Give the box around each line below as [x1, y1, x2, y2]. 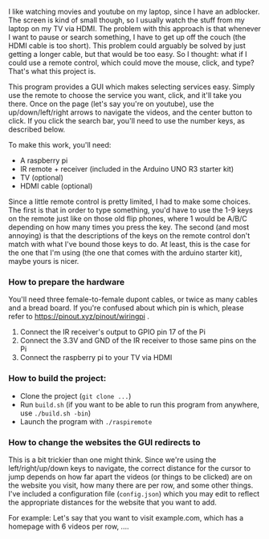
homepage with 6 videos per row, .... [8, 521, 129, 531]
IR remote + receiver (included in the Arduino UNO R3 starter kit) [19, 164, 234, 173]
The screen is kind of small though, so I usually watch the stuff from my [8, 15, 245, 25]
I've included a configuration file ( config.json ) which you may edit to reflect [8, 488, 259, 498]
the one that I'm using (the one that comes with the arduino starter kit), [8, 248, 243, 257]
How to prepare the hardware [8, 276, 125, 287]
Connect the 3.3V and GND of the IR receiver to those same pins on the [19, 336, 257, 346]
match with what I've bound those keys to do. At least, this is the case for [8, 240, 251, 249]
